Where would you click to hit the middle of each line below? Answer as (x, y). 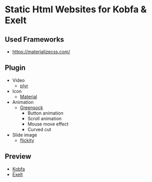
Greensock (31, 107)
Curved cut (39, 129)
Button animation (45, 113)
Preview (18, 157)
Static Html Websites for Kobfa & (76, 10)
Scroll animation (45, 118)
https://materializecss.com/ (41, 52)
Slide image (25, 135)
